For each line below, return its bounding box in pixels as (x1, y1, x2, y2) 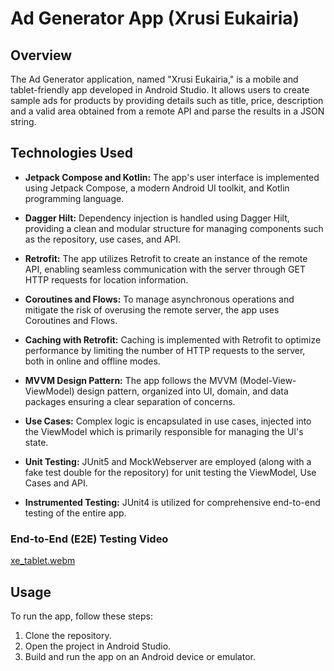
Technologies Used (10, 145, 133, 162)
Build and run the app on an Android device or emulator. (24, 650, 256, 662)
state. (24, 436, 49, 448)
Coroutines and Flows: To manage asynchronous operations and (24, 293, 295, 305)
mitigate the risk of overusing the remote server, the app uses (24, 303, 280, 316)
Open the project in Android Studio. (24, 640, 172, 652)
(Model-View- (239, 374, 297, 386)
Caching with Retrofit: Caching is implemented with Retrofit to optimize (24, 333, 322, 346)
